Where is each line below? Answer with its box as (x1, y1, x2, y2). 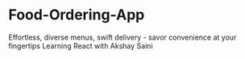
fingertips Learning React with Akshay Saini (8, 40, 153, 50)
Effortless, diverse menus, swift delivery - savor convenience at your (8, 32, 237, 42)
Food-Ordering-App (8, 6, 145, 24)
